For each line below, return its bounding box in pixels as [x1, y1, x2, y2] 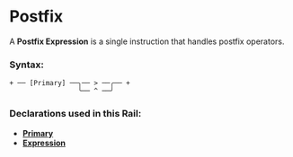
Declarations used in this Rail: [9, 108, 142, 120]
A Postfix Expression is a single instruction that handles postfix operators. [9, 36, 285, 47]
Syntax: [9, 58, 45, 71]
